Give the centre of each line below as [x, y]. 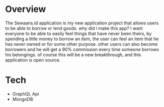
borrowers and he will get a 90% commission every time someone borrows [82, 49]
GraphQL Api [26, 94]
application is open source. [33, 60]
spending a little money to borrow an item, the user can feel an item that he [82, 39]
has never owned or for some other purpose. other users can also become [82, 44]
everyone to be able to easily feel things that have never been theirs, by [79, 33]
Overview [26, 9]
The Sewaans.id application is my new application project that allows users [82, 23]
